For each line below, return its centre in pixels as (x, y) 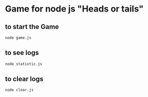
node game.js (18, 38)
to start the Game (32, 27)
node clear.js (19, 90)
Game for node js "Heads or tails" (74, 9)
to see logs (22, 53)
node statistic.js (24, 64)
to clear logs (24, 79)
